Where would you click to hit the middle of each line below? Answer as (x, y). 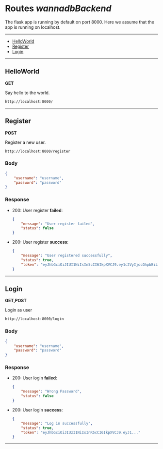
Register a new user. (25, 142)
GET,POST (16, 301)
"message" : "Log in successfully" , (57, 423)
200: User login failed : (34, 378)
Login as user (19, 310)
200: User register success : (40, 242)
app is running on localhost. (33, 27)
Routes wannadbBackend (58, 9)
